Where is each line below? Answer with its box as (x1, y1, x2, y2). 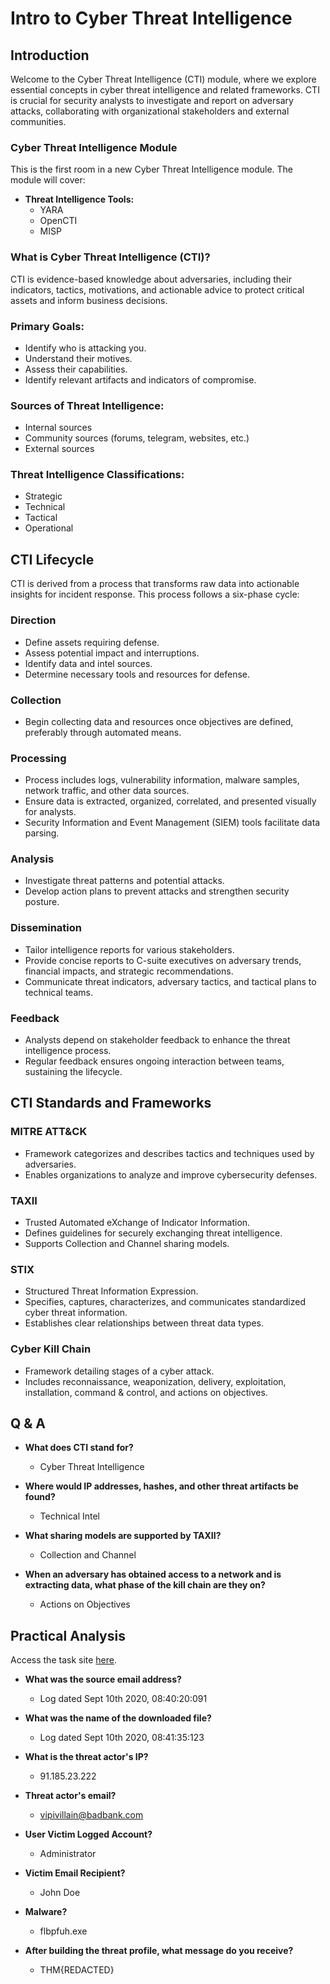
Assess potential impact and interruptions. (24, 647, 200, 659)
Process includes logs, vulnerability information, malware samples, (24, 774, 300, 786)
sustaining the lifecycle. (24, 1066, 123, 1078)
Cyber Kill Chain (10, 1342, 92, 1356)
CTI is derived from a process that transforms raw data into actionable (10, 578, 300, 590)
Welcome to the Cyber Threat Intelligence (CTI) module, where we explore (10, 73, 317, 85)
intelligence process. (24, 1045, 112, 1057)
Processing (10, 751, 67, 765)
